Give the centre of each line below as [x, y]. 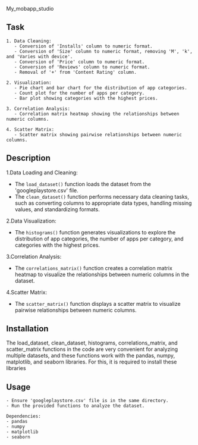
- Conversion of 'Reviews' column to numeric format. [82, 67]
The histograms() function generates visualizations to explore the [95, 232]
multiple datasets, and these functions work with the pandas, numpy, [91, 356]
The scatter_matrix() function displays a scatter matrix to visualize [98, 303]
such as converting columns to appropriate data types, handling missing [103, 203]
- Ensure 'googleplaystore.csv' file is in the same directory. [87, 401]
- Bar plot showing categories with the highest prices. [86, 98]
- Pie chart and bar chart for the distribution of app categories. [100, 88]
